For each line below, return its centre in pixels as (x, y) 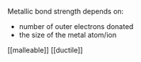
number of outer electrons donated (76, 26)
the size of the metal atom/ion (67, 35)
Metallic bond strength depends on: (66, 11)
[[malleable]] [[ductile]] (45, 50)
